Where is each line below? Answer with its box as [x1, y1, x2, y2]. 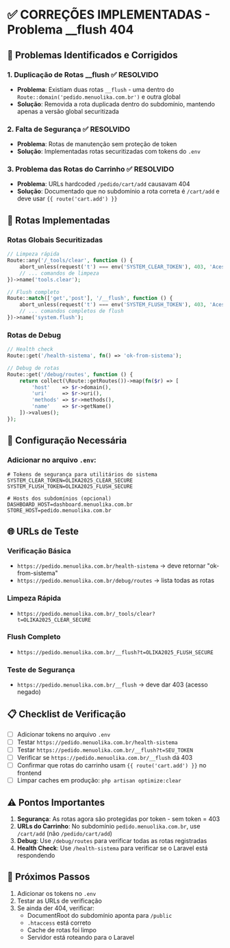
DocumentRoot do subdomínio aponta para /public [27, 911, 172, 919]
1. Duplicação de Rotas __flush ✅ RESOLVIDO [7, 69, 159, 79]
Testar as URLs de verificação [16, 897, 103, 905]
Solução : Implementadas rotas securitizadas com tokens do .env [16, 148, 201, 156]
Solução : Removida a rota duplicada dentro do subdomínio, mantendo [16, 100, 216, 108]
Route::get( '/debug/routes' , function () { [7, 371, 133, 378]
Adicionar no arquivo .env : [7, 455, 97, 465]
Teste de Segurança [7, 664, 75, 674]
